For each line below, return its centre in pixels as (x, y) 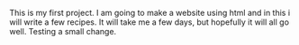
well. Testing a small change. (63, 31)
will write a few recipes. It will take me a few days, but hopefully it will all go (149, 22)
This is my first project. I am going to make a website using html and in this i (150, 13)
